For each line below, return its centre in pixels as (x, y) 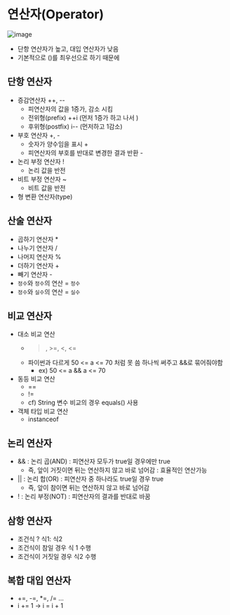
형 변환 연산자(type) (45, 197)
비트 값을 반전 (47, 187)
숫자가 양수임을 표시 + (58, 144)
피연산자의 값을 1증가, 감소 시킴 (70, 109)
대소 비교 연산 (36, 334)
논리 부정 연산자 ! (41, 161)
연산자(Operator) (56, 14)
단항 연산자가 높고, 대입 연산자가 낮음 (68, 48)
